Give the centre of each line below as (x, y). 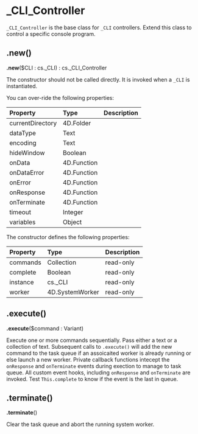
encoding (23, 142)
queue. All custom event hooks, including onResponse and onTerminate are (98, 373)
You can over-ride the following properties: (60, 97)
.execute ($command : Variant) (45, 328)
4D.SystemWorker (73, 292)
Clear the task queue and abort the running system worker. (80, 424)
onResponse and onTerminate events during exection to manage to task (94, 366)
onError (20, 182)
